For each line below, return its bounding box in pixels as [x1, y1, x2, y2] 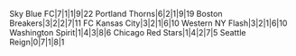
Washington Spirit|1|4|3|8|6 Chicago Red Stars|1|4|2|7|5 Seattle [9, 28, 246, 37]
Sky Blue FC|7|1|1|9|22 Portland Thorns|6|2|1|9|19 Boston [9, 9, 223, 19]
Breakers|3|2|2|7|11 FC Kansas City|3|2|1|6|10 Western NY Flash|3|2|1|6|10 [9, 18, 288, 28]
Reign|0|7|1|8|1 [9, 36, 65, 47]
